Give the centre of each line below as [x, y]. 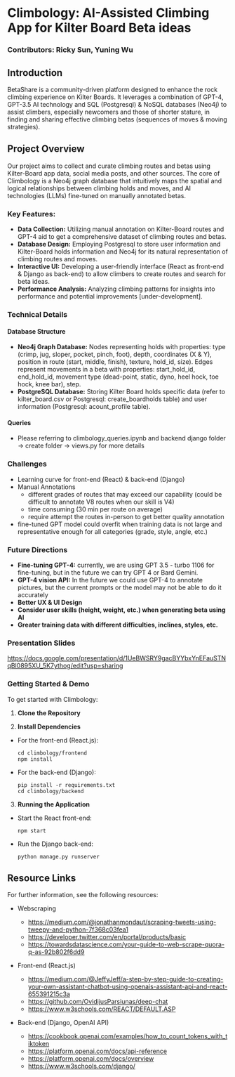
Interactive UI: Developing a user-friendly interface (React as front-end [121, 267]
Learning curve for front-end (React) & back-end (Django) [101, 479]
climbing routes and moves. [58, 259]
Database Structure [36, 331]
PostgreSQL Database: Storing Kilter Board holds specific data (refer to [121, 392]
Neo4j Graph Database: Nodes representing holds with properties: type [121, 347]
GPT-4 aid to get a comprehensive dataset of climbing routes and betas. [122, 237]
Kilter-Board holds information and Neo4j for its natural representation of [122, 252]
